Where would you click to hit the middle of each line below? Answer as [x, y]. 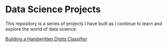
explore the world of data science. [41, 29]
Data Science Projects [53, 9]
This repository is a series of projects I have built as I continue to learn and [84, 24]
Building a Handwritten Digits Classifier [46, 39]
